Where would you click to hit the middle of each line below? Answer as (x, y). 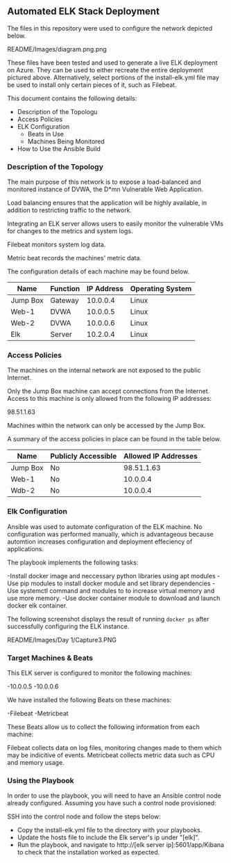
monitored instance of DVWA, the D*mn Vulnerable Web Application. (105, 189)
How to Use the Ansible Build (59, 148)
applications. (25, 548)
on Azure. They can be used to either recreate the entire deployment (105, 70)
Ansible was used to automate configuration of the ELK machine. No (105, 526)
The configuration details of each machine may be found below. (98, 271)
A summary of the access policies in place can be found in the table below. (114, 439)
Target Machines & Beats (50, 658)
